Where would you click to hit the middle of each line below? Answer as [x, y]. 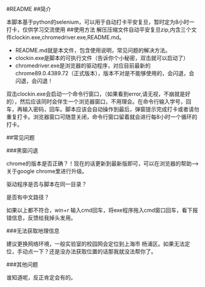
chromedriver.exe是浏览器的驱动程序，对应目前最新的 [83, 65]
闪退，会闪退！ [34, 81]
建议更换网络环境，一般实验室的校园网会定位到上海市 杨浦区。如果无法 [95, 244]
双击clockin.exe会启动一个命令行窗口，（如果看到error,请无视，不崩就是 [96, 94]
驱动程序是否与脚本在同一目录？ [47, 184]
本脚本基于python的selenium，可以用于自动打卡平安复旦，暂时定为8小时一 [100, 22]
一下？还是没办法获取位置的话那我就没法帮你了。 [95, 252]
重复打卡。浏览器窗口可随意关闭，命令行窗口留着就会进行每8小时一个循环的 [102, 117]
